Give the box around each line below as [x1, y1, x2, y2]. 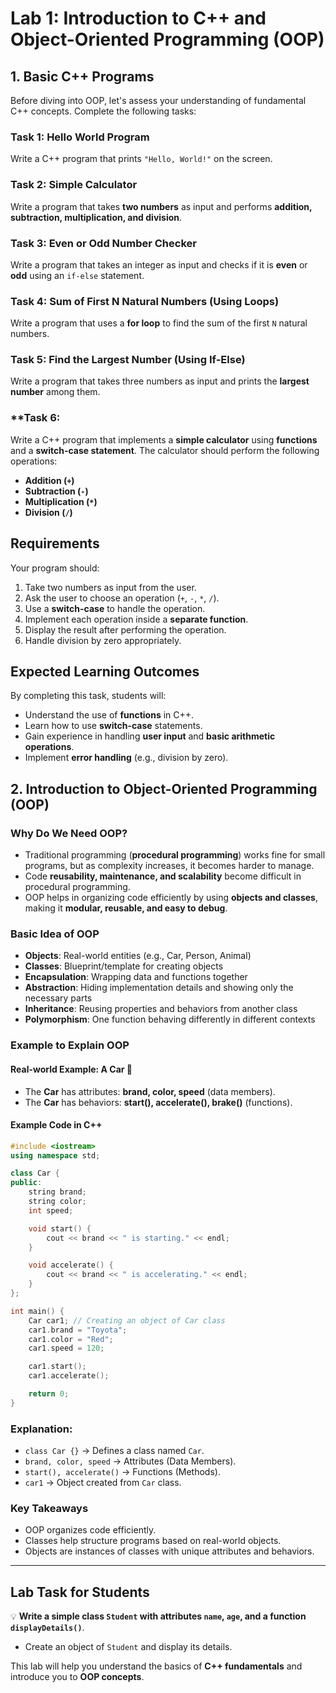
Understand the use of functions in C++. [24, 709, 195, 721]
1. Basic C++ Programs [10, 68, 155, 85]
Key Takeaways [10, 1502, 89, 1516]
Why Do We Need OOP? [10, 826, 128, 840]
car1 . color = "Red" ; [28, 1334, 114, 1344]
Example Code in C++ [10, 1119, 103, 1131]
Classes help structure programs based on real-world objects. [24, 1535, 282, 1547]
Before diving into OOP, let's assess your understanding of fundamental [10, 95, 307, 106]
